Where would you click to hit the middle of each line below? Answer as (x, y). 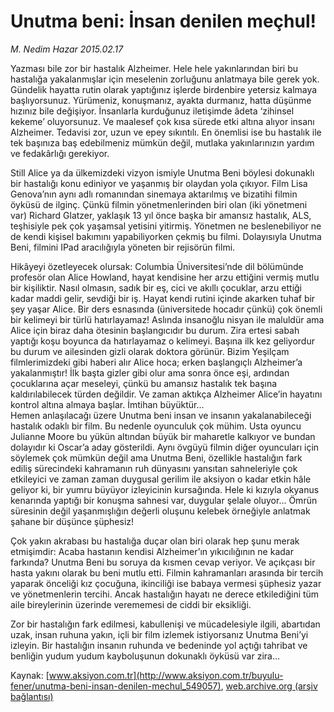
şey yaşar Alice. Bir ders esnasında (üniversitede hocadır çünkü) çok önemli (166, 309)
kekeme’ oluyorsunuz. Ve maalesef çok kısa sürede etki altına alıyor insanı (162, 121)
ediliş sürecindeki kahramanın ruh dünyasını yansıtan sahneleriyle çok (154, 468)
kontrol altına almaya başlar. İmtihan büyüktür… (107, 404)
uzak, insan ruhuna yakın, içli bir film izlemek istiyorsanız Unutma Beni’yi (159, 634)
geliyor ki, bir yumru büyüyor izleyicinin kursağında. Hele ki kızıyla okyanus (165, 489)
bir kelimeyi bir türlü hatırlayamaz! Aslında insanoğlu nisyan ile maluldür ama (167, 319)
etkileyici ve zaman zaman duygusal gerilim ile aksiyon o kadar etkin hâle (161, 479)
